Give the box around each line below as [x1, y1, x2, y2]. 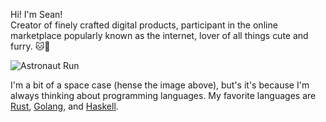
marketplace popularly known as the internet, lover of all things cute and [10, 30, 309, 41]
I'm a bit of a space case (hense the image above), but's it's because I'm [10, 79, 310, 91]
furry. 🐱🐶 [10, 40, 51, 52]
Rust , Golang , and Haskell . [10, 100, 119, 112]
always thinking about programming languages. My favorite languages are [10, 90, 317, 101]
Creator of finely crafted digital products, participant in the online [10, 19, 278, 31]
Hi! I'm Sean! [10, 9, 63, 20]
